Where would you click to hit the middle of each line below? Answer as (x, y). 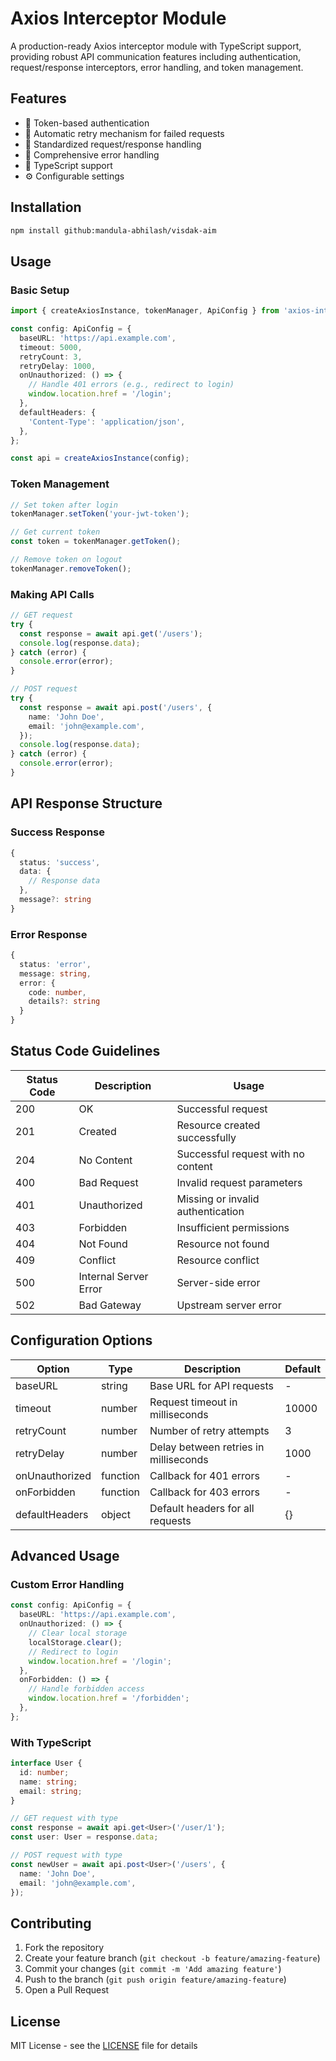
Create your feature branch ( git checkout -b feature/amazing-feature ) (172, 1958)
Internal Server (113, 1276)
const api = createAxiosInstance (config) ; (100, 458)
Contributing (51, 1923)
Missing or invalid (218, 1199)
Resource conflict (218, 1260)
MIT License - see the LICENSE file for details (104, 2046)
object (115, 1514)
